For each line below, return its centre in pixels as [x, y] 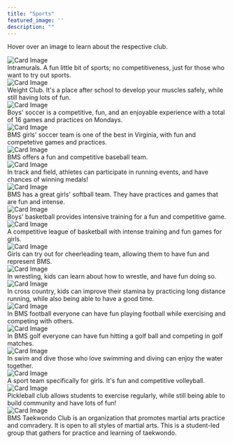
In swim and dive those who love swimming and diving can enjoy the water [115, 358]
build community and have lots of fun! [62, 403]
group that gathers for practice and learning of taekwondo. [92, 433]
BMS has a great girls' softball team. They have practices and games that [113, 194]
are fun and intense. [36, 202]
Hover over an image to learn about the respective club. [87, 47]
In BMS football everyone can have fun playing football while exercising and [116, 314]
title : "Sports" [31, 14]
